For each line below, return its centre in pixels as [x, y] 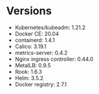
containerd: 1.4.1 [35, 40]
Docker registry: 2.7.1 [41, 84]
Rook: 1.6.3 [28, 71]
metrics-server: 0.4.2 [41, 52]
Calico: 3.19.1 [31, 46]
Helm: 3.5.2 [29, 78]
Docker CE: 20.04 [37, 33]
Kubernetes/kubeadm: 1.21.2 [50, 27]
